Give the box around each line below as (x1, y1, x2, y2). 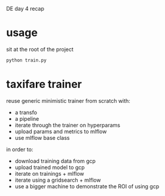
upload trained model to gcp (14, 164, 85, 171)
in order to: (6, 146, 33, 153)
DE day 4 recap (6, 5, 45, 12)
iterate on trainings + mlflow (14, 170, 85, 177)
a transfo (14, 109, 38, 116)
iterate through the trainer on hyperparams (14, 121, 121, 128)
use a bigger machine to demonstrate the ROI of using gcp (14, 182, 160, 190)
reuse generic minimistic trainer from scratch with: (6, 97, 130, 104)
